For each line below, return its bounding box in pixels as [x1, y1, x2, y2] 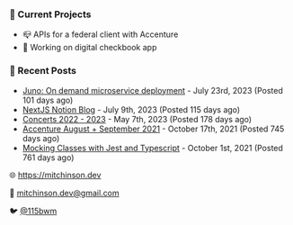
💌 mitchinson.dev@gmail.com [9, 187, 120, 198]
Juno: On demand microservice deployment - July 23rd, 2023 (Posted [22, 85, 283, 95]
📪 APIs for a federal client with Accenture [22, 29, 179, 40]
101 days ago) [22, 94, 74, 105]
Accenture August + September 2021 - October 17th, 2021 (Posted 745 [22, 123, 285, 134]
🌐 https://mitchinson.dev [9, 169, 102, 180]
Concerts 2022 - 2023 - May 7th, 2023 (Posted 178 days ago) [22, 113, 253, 124]
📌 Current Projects [9, 8, 92, 21]
